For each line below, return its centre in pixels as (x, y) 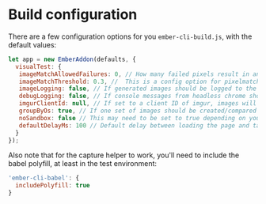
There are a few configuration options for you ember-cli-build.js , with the (130, 36)
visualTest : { (38, 66)
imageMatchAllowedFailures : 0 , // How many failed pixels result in (134, 74)
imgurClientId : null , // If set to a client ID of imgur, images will (138, 104)
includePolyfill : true (53, 186)
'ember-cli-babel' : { (44, 178)
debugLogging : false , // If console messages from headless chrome (132, 96)
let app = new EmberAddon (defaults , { (72, 59)
